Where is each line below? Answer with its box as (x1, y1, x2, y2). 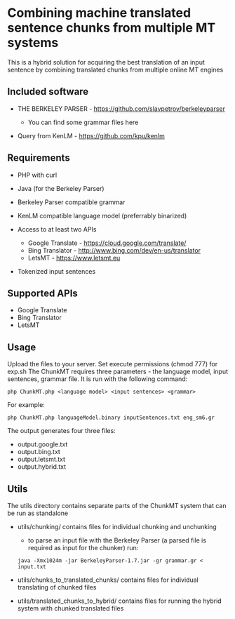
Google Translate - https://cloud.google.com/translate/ (27, 239, 187, 247)
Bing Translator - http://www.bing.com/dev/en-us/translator (27, 246, 201, 254)
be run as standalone (7, 509, 69, 517)
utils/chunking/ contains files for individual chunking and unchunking (17, 523, 217, 531)
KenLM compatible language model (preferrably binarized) (17, 211, 187, 220)
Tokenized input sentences (17, 267, 96, 275)
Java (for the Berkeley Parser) (17, 184, 105, 192)
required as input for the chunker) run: (27, 544, 139, 552)
